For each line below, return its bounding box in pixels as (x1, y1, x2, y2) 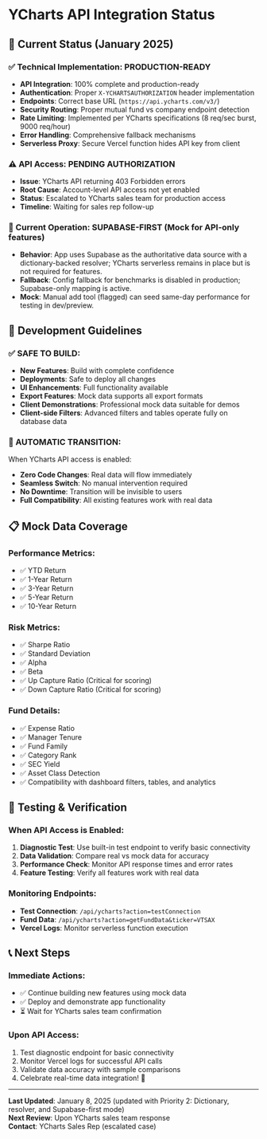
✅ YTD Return (19, 566, 67, 575)
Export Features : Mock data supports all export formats (19, 391, 203, 401)
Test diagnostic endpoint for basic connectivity (19, 1047, 175, 1057)
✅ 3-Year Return (19, 583, 74, 593)
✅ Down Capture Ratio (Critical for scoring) (19, 685, 161, 694)
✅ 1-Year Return (19, 575, 72, 584)
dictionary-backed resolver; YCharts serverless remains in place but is (19, 258, 250, 268)
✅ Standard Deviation (19, 649, 91, 658)
